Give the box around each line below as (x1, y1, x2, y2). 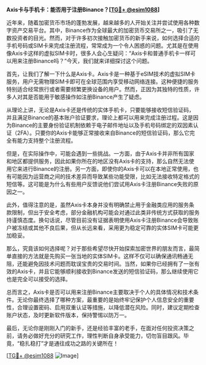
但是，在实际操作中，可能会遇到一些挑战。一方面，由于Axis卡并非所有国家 (6, 150, 195, 157)
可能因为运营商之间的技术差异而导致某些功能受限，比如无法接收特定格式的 (11, 173, 200, 180)
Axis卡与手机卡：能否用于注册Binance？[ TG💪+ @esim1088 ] (6, 6, 160, 13)
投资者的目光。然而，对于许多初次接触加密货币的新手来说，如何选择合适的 (11, 34, 200, 42)
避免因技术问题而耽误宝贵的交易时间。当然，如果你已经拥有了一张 (27, 260, 194, 267)
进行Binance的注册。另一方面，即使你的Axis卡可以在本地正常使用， (22, 165, 194, 172)
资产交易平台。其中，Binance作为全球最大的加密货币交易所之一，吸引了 (11, 27, 194, 34)
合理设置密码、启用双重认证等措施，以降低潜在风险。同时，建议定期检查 (17, 304, 200, 311)
